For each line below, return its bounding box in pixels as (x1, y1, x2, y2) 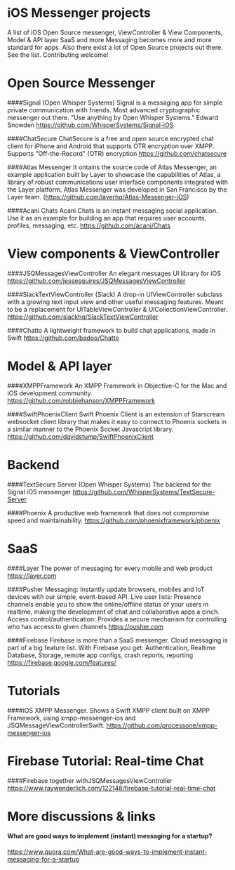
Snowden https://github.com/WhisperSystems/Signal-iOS (7, 121, 174, 129)
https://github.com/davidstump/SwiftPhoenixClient (7, 432, 154, 440)
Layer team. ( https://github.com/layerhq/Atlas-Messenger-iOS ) (7, 192, 189, 201)
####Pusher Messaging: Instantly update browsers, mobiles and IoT (7, 585, 205, 593)
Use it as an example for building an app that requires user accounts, (7, 213, 207, 222)
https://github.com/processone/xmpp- (106, 721, 218, 730)
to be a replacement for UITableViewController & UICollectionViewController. (7, 305, 228, 313)
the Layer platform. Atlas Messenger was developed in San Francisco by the (7, 185, 228, 194)
